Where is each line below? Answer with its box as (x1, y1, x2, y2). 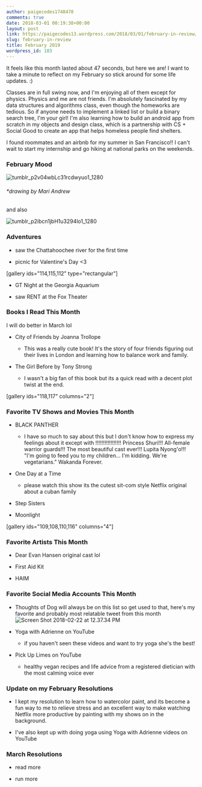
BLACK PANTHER (14, 421, 59, 428)
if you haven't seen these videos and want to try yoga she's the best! (23, 639, 195, 646)
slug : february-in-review (6, 37, 71, 43)
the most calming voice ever (23, 669, 94, 676)
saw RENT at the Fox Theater (14, 293, 88, 300)
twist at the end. (23, 381, 64, 388)
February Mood (6, 160, 52, 168)
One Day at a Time (14, 470, 61, 478)
